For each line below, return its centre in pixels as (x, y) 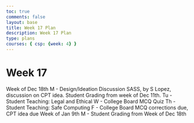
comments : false (26, 17)
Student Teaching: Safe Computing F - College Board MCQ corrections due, (97, 107)
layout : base (22, 22)
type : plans (20, 38)
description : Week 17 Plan (39, 33)
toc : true (18, 11)
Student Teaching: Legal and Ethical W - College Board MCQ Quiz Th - (91, 101)
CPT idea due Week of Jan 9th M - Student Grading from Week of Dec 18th (96, 114)
